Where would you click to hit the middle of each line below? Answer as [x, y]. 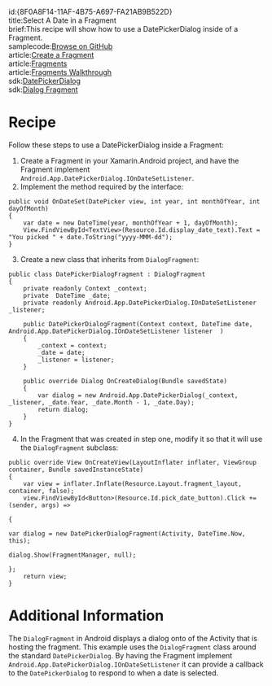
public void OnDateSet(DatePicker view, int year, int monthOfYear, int [134, 201]
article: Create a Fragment [51, 55]
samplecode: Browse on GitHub [61, 46]
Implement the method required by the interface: [102, 186]
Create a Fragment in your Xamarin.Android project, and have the [129, 160]
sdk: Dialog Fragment [44, 90]
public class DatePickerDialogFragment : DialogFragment [107, 274]
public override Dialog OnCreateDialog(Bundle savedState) [125, 381]
